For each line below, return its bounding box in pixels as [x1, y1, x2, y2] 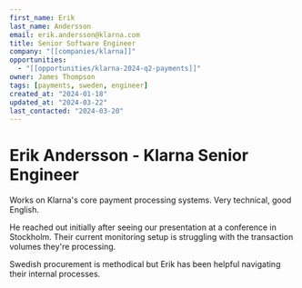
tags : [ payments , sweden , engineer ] [9, 81, 148, 90]
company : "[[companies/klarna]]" [9, 47, 136, 56]
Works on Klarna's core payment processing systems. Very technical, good [9, 194, 292, 205]
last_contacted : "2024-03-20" [9, 106, 125, 115]
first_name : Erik [9, 13, 75, 23]
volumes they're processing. [9, 242, 116, 253]
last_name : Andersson [9, 22, 92, 31]
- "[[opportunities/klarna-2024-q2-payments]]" [17, 65, 202, 74]
